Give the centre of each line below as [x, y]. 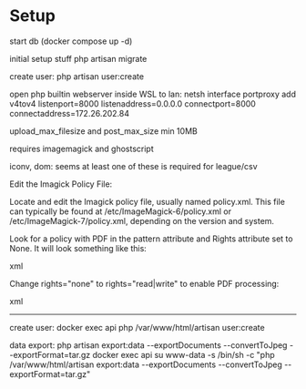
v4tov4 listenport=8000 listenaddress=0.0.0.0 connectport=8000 [133, 103]
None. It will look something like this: [78, 248]
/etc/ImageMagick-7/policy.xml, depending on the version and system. [142, 220]
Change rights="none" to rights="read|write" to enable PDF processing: [144, 283]
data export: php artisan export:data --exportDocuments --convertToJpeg [148, 345]
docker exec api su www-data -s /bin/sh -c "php [184, 354]
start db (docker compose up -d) [71, 41]
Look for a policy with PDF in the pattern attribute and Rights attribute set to [151, 239]
